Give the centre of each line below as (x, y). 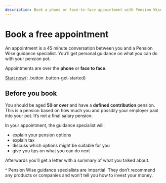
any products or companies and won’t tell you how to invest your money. (79, 175)
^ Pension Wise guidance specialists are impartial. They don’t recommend (80, 170)
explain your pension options (42, 135)
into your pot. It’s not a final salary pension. (49, 116)
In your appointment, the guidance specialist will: (55, 125)
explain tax (23, 140)
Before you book (31, 93)
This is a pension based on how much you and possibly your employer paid (82, 111)
